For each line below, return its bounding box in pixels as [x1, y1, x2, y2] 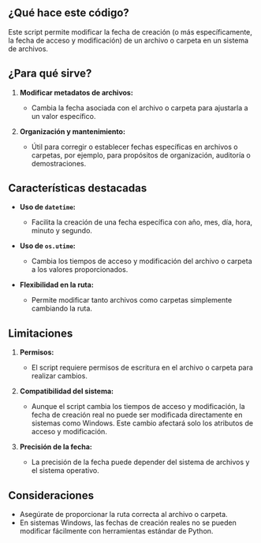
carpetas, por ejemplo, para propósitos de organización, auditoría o [31, 150, 251, 160]
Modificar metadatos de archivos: [19, 87, 134, 97]
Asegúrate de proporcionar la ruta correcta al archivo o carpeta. [19, 510, 228, 519]
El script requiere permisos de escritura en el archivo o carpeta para [31, 363, 254, 373]
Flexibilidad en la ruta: [19, 280, 95, 290]
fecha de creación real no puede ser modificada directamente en [31, 410, 243, 420]
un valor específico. [31, 111, 96, 121]
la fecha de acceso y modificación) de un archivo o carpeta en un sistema [8, 35, 249, 45]
